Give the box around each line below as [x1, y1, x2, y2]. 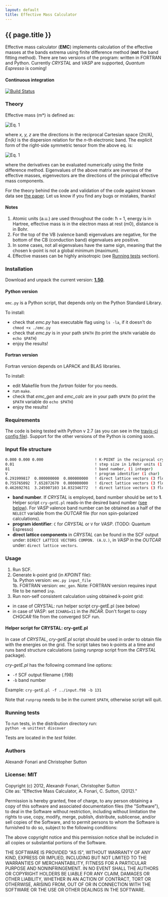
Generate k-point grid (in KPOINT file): [12, 572, 91, 578]
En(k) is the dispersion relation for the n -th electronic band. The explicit [5, 137, 152, 143]
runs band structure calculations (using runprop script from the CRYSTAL [5, 647, 156, 653]
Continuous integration [5, 76, 55, 83]
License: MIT [5, 771, 37, 778]
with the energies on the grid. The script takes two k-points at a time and [5, 642, 155, 648]
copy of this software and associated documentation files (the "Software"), [5, 803, 160, 809]
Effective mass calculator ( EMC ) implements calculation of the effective [5, 44, 153, 50]
